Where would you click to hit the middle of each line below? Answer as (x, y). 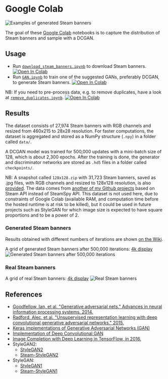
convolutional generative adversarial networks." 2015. (68, 322)
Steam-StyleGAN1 (39, 371)
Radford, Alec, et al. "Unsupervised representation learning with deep (85, 317)
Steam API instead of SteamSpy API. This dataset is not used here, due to (81, 193)
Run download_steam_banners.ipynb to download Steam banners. (79, 66)
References (24, 294)
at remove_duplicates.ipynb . (35, 97)
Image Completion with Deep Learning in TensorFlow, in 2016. (77, 339)
